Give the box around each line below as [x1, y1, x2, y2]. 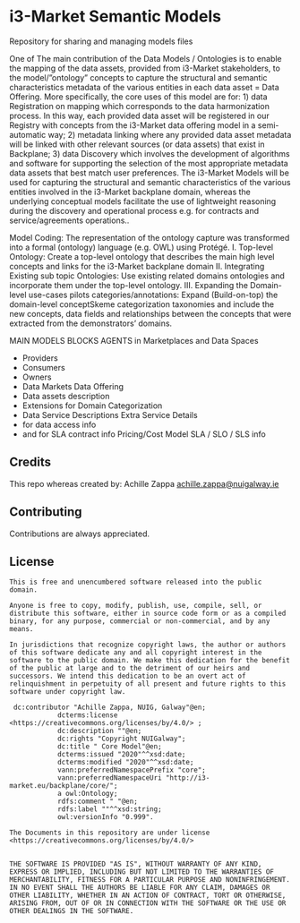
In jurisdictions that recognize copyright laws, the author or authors [9, 640, 287, 650]
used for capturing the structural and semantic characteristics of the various [9, 176, 291, 187]
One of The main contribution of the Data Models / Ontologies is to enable [9, 53, 282, 64]
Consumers [21, 362, 65, 372]
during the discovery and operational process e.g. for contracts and [9, 205, 260, 216]
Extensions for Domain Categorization [21, 400, 163, 411]
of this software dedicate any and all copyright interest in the [9, 648, 262, 657]
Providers [21, 352, 58, 363]
